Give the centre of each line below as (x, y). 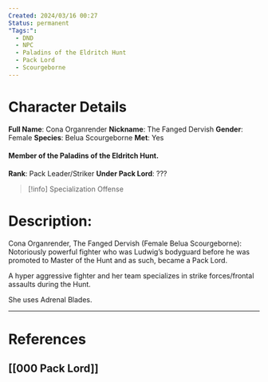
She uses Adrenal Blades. (50, 299)
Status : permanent (39, 23)
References (47, 339)
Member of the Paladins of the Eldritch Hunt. (84, 156)
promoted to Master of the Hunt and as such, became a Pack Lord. (118, 260)
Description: (50, 221)
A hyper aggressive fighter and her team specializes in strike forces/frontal (131, 275)
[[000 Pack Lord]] (53, 369)
